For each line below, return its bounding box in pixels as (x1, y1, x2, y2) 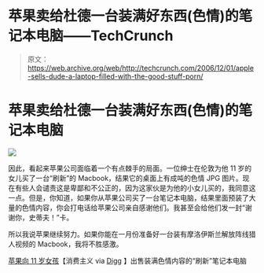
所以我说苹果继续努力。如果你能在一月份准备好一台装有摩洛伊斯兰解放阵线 (8, 229, 249, 238)
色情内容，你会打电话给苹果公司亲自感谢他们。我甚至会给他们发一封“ (21, 202, 246, 212)
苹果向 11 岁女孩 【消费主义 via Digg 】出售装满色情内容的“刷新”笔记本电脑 (8, 256, 247, 265)
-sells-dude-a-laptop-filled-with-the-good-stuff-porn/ (27, 72, 203, 81)
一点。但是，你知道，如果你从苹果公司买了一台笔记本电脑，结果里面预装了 (8, 193, 249, 202)
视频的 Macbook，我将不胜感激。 (14, 239, 123, 249)
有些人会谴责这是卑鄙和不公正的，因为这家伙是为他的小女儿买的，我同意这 (14, 183, 256, 193)
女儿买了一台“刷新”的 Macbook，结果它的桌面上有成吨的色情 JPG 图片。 (8, 173, 244, 183)
